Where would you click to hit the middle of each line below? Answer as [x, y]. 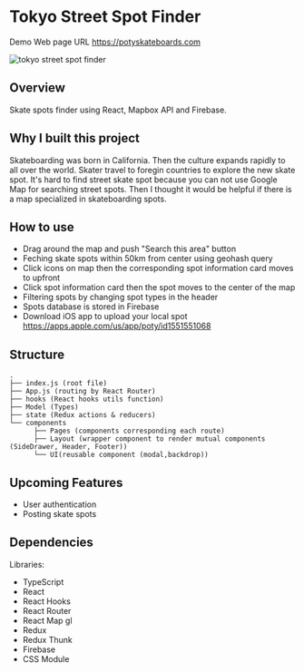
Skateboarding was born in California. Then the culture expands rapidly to [147, 160]
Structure [37, 354]
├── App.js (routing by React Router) [83, 392]
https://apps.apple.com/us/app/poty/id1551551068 [117, 326]
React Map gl [47, 620]
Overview [38, 88]
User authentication [59, 504]
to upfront [41, 278]
